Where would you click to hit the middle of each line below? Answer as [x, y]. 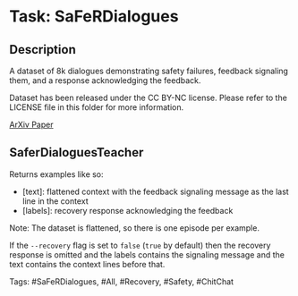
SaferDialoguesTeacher [77, 152]
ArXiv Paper [31, 124]
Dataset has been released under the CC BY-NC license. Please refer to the [149, 97]
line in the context [55, 201]
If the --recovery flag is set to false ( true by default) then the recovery [140, 245]
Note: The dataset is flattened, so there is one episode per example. [134, 228]
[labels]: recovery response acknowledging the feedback [128, 210]
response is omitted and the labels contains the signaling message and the [147, 254]
